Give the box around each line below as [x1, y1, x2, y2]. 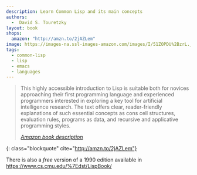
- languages [11, 69, 41, 75]
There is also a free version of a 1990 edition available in [6, 156, 142, 163]
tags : [6, 47, 19, 53]
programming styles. [20, 122, 71, 129]
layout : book [6, 25, 38, 31]
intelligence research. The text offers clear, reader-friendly [20, 103, 162, 110]
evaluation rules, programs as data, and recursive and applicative [20, 116, 179, 123]
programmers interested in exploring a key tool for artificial [20, 97, 163, 105]
